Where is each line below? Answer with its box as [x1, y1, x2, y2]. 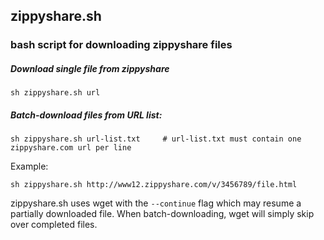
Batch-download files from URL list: [10, 109, 163, 121]
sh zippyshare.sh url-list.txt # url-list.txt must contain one [10, 134, 302, 144]
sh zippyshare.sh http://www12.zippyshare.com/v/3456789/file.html [10, 180, 298, 190]
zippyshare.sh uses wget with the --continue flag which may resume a [10, 197, 302, 209]
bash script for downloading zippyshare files [10, 38, 233, 52]
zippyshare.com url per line [10, 143, 132, 153]
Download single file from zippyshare [10, 62, 170, 74]
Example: [10, 160, 49, 173]
